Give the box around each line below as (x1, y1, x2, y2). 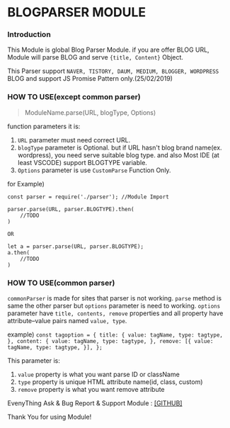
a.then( (7, 249, 30, 256)
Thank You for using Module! (7, 412, 92, 422)
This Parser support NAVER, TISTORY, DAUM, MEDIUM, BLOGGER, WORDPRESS (7, 67, 219, 75)
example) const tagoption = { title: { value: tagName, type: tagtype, (7, 330, 224, 339)
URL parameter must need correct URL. (17, 135, 131, 144)
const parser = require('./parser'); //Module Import (7, 193, 170, 201)
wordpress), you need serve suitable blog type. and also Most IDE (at (17, 150, 219, 159)
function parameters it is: (7, 122, 81, 130)
